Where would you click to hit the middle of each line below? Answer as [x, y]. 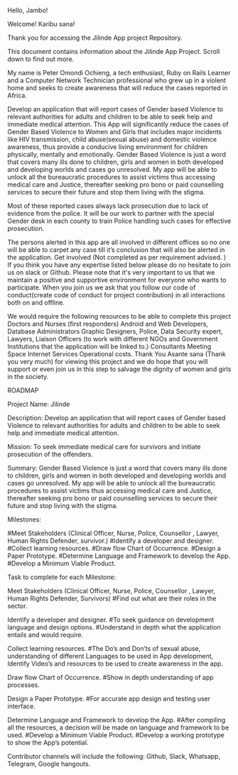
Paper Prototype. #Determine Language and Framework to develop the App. [119, 556]
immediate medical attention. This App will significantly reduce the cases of [118, 124]
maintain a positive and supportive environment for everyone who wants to [117, 280]
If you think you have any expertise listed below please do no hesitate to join [119, 265]
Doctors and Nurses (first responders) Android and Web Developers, [108, 324]
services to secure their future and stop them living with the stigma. [106, 192]
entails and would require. [45, 635]
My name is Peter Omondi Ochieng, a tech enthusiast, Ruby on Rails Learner [119, 73]
